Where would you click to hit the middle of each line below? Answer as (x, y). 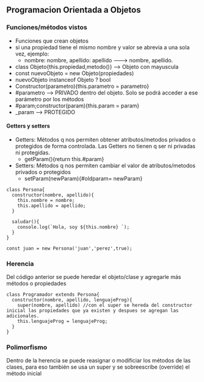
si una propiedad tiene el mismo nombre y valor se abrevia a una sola (102, 47)
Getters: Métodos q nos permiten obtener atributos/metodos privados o (105, 139)
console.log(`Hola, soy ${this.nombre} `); (74, 227)
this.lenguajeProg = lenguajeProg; (63, 322)
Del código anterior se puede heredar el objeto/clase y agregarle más (94, 277)
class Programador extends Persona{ (53, 295)
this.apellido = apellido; (52, 206)
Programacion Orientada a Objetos (74, 10)
